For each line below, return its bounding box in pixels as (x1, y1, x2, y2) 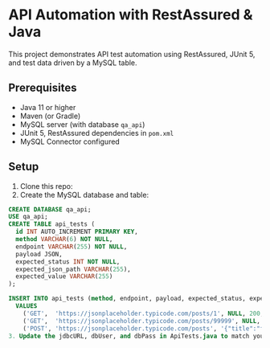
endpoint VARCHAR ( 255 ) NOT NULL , (15, 243, 128, 251)
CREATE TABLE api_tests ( (8, 220, 95, 228)
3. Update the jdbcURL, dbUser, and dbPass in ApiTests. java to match (8, 332, 250, 340)
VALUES (15, 302, 38, 310)
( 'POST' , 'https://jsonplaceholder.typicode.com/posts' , (22, 324, 218, 333)
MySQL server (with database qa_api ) (19, 119, 145, 129)
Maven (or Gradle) (19, 111, 81, 121)
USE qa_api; (8, 213, 48, 221)
